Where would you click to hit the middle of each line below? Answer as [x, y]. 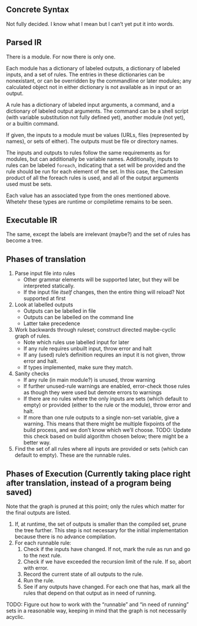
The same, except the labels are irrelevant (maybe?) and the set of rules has [98, 234]
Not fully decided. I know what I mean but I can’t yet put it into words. [90, 24]
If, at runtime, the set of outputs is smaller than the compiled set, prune [101, 524]
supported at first [44, 299]
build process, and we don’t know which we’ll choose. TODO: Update [107, 430]
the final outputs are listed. [39, 513]
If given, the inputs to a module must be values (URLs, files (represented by [98, 135]
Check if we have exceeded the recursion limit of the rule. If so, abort [107, 562]
